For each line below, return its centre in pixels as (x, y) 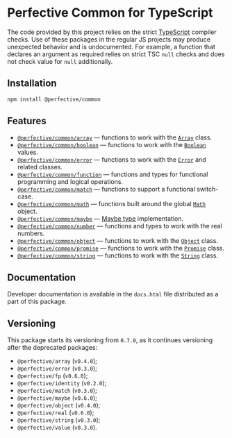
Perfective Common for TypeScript (110, 13)
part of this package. (37, 302)
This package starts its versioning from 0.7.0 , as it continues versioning (110, 340)
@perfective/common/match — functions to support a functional (106, 189)
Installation (32, 84)
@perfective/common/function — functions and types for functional (113, 174)
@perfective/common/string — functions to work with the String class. (118, 255)
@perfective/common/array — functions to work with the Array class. (115, 137)
